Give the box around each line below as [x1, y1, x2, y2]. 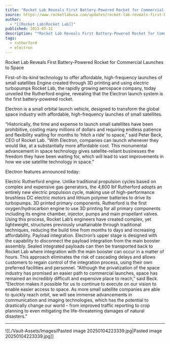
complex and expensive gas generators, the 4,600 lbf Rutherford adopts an [5, 184, 162, 190]
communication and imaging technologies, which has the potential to [5, 297, 149, 303]
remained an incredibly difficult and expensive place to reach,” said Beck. [5, 275, 158, 282]
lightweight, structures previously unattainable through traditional [5, 221, 142, 227]
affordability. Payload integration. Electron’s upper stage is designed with [5, 232, 158, 238]
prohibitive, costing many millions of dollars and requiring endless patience [5, 126, 162, 132]
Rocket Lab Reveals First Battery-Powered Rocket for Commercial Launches [5, 59, 163, 65]
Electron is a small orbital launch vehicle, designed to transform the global [5, 106, 159, 112]
